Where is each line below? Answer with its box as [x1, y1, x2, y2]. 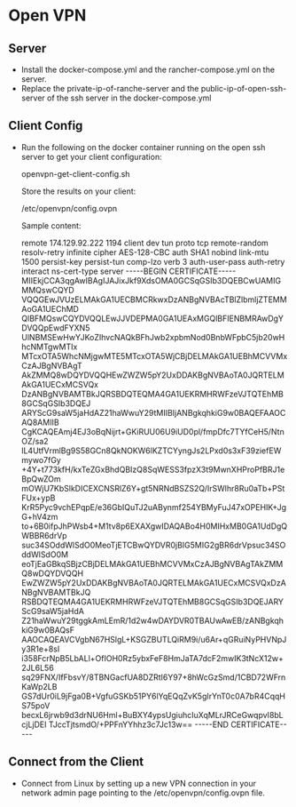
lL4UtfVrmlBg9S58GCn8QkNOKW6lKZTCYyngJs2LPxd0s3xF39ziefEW [20, 445, 282, 456]
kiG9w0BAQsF [20, 624, 74, 635]
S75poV [20, 699, 51, 711]
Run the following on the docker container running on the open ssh [20, 141, 266, 152]
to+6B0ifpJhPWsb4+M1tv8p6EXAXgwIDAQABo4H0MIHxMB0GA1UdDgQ [20, 521, 288, 531]
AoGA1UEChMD [20, 303, 79, 314]
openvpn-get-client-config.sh [20, 168, 130, 179]
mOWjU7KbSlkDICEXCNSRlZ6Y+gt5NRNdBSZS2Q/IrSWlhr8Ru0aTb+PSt [20, 483, 285, 493]
